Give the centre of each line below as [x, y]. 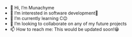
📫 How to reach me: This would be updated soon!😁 [64, 29]
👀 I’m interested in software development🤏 [54, 13]
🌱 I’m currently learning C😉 [39, 18]
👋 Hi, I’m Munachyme [32, 8]
